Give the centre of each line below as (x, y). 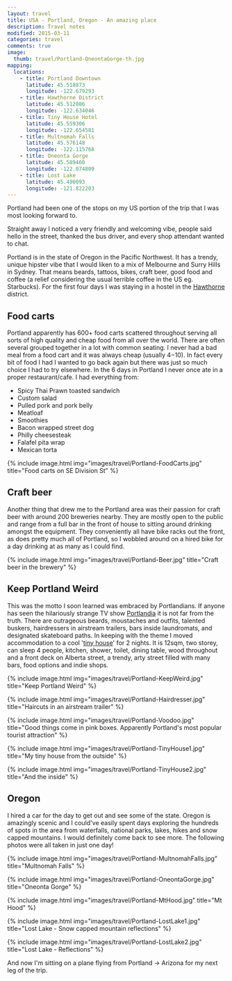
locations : (29, 72)
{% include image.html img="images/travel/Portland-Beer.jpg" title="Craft (113, 559)
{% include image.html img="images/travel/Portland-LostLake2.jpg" (105, 942)
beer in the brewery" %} (42, 567)
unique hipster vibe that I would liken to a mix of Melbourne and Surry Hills (114, 264)
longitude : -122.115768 (60, 150)
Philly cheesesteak (44, 435)
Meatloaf (30, 413)
